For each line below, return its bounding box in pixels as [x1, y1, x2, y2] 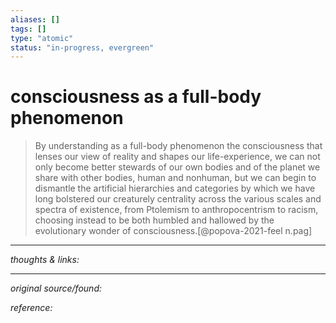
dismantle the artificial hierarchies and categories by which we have [34, 182, 316, 195]
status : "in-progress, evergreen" [10, 42, 155, 53]
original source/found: [10, 282, 103, 295]
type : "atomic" [10, 33, 74, 43]
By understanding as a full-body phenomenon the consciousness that [34, 140, 323, 152]
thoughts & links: [10, 254, 80, 266]
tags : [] [10, 24, 47, 34]
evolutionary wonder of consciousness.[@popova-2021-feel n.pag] [34, 225, 313, 237]
